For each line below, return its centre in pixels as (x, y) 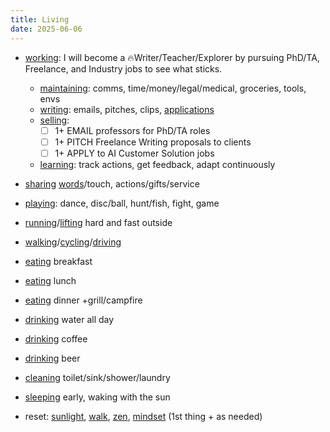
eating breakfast (58, 261)
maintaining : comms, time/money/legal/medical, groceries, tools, (173, 88)
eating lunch (50, 280)
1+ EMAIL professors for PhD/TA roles (132, 130)
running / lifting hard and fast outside (98, 222)
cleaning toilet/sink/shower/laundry (97, 377)
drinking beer (52, 358)
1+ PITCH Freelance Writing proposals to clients (153, 142)
